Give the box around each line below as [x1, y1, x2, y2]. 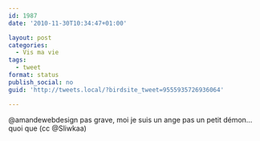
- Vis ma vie [15, 49, 59, 57]
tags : [8, 56, 26, 64]
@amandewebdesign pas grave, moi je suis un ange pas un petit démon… [8, 115, 253, 124]
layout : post [8, 34, 52, 42]
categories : [8, 41, 48, 49]
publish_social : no [8, 78, 74, 87]
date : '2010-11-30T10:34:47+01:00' [8, 19, 128, 27]
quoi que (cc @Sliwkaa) [8, 123, 87, 133]
